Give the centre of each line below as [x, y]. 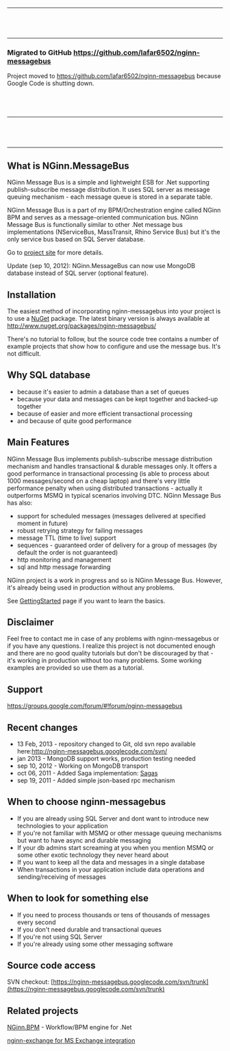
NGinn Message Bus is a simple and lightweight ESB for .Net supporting [108, 182]
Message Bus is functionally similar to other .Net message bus [95, 225]
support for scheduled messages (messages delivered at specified [111, 516]
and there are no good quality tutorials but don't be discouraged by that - [110, 653]
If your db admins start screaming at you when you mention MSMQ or [115, 847]
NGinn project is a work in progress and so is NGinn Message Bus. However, [115, 580]
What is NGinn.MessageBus [68, 166]
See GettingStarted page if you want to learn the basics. [86, 601]
